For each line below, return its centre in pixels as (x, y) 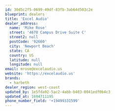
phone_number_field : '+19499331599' (42, 101)
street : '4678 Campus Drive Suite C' (48, 32)
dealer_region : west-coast (33, 87)
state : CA (19, 51)
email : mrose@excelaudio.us (34, 69)
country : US (22, 55)
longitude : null (26, 64)
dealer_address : (22, 23)
